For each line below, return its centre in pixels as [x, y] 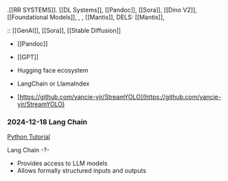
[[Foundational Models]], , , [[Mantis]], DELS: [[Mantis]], [86, 17]
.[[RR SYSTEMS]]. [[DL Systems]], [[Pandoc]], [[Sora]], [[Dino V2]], [102, 10]
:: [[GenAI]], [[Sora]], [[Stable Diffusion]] [64, 31]
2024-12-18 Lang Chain [47, 121]
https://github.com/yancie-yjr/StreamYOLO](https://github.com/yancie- [120, 97]
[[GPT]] [28, 57]
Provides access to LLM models [62, 163]
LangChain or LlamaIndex [53, 84]
